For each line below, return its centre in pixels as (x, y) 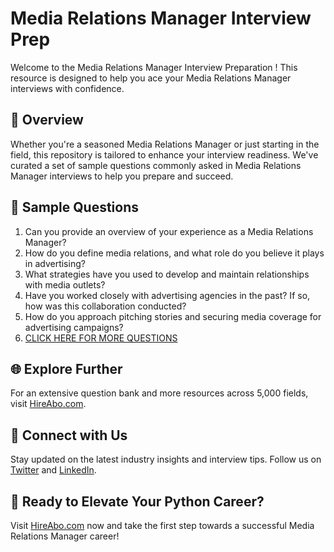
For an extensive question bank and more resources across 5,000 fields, (159, 393)
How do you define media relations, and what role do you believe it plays (174, 253)
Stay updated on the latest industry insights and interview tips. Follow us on (166, 459)
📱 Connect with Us (69, 435)
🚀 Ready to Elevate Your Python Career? (137, 501)
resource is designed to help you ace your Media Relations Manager (151, 78)
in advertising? (55, 263)
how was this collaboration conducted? (105, 306)
